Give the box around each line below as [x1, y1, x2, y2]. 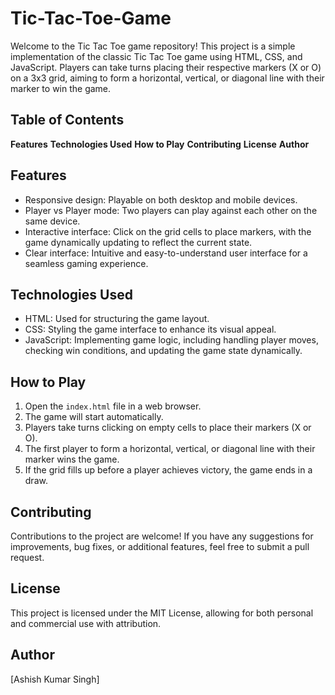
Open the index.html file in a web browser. [24, 400, 202, 412]
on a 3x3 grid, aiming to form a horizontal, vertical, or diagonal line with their [10, 72, 325, 84]
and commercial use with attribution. [10, 617, 162, 629]
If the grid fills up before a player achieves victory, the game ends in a [24, 464, 313, 476]
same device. [24, 215, 81, 227]
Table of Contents [10, 112, 125, 129]
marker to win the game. [10, 82, 112, 94]
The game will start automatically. [24, 411, 164, 423]
